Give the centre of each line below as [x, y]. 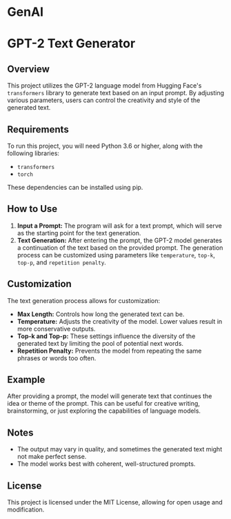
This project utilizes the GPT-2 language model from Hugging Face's [104, 86]
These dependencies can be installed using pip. [75, 187]
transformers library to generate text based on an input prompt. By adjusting [115, 93]
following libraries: [33, 153]
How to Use [32, 209]
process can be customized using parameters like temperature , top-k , [116, 255]
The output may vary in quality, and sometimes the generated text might [120, 449]
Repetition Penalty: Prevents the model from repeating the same [109, 351]
